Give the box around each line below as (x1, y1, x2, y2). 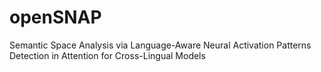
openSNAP (9, 6, 102, 29)
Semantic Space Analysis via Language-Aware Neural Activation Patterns (9, 39, 312, 51)
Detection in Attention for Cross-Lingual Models (9, 49, 206, 61)
